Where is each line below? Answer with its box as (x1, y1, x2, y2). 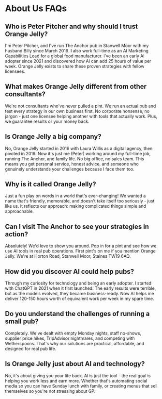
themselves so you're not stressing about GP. (5, 388, 96, 394)
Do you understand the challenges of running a (5, 310, 150, 318)
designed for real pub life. (5, 346, 57, 351)
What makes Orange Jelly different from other (5, 83, 147, 91)
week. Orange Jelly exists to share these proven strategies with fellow (5, 64, 145, 69)
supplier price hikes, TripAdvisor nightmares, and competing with (5, 335, 135, 341)
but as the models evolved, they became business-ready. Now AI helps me (5, 291, 154, 297)
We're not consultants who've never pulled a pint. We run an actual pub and (5, 103, 156, 109)
